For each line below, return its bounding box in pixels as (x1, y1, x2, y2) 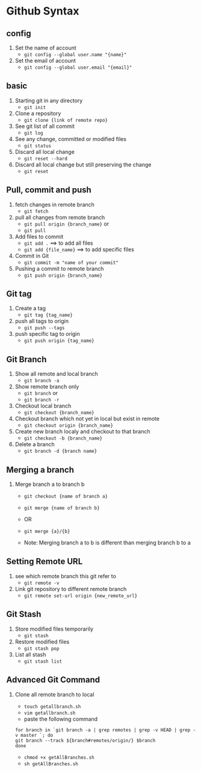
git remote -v (23, 580, 60, 586)
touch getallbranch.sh (23, 704, 81, 710)
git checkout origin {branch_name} (23, 423, 113, 429)
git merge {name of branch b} (23, 505, 100, 511)
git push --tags (23, 325, 65, 331)
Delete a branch (14, 441, 55, 448)
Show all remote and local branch (14, 370, 98, 377)
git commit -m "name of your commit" (23, 259, 119, 266)
